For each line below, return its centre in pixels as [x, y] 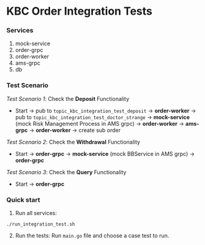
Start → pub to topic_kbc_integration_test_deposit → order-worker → [106, 111]
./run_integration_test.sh [41, 224]
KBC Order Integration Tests [80, 11]
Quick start [24, 200]
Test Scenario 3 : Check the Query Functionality [66, 172]
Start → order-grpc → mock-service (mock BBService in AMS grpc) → [105, 153]
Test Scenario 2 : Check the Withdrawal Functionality [73, 142]
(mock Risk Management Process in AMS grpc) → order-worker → [100, 123]
